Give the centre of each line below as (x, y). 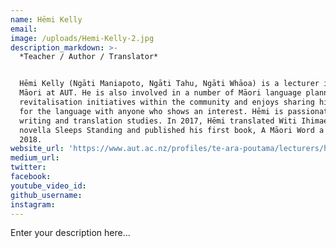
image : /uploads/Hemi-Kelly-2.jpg (82, 38)
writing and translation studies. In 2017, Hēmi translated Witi (158, 121)
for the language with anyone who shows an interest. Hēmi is (151, 111)
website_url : (37, 149)
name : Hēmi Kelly (46, 19)
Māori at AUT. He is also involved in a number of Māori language (160, 93)
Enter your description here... (70, 233)
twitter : (28, 167)
